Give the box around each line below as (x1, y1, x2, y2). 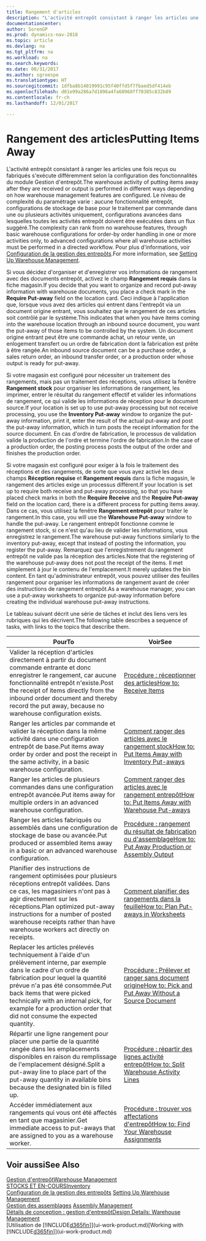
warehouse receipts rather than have (9, 917, 115, 926)
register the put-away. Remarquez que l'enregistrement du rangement (6, 546, 183, 553)
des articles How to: (123, 678, 180, 687)
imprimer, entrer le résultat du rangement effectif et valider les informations (6, 390, 197, 398)
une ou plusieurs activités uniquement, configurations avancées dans (6, 211, 182, 218)
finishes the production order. (6, 449, 82, 457)
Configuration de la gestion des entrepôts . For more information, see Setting (6, 249, 198, 257)
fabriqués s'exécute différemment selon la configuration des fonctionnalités (6, 172, 197, 179)
